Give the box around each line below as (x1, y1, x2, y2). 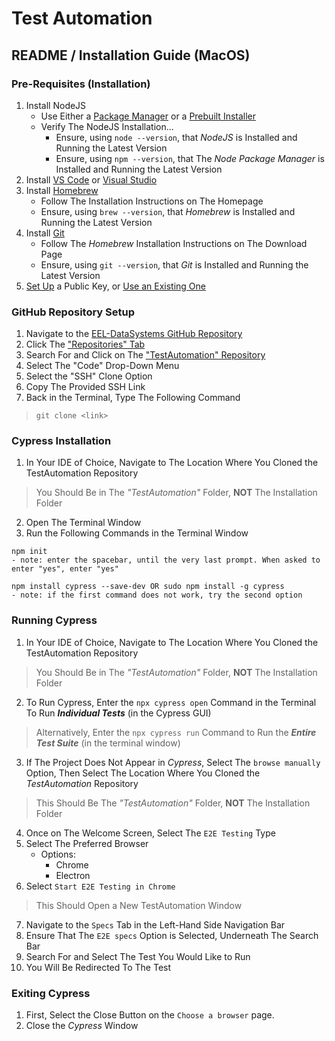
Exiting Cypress (11, 986, 91, 1000)
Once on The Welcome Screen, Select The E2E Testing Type (25, 827, 276, 839)
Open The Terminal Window (25, 517, 142, 529)
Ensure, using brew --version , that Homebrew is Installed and (40, 205, 296, 217)
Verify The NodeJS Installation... (40, 120, 174, 132)
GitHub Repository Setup (11, 305, 136, 319)
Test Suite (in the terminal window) (35, 737, 181, 749)
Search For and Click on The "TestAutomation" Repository (25, 349, 266, 361)
